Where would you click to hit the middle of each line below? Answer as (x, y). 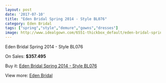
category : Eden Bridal (28, 23)
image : (12, 33)
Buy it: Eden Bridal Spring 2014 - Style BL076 (51, 66)
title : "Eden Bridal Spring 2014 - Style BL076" (56, 19)
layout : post (19, 10)
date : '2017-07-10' (25, 14)
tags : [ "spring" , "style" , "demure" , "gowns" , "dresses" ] (62, 28)
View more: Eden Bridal (29, 75)
